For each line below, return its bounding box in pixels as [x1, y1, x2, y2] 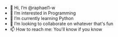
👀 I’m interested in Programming [9, 10, 76, 16]
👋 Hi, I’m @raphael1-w [9, 5, 56, 10]
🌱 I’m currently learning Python [9, 15, 74, 21]
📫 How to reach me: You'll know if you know [9, 26, 103, 32]
